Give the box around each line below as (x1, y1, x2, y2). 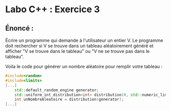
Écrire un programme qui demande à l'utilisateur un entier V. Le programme (5, 37, 163, 43)
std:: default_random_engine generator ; (14, 88, 99, 93)
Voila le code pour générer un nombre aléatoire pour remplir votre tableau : (5, 64, 163, 69)
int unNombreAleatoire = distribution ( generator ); (14, 97, 124, 102)
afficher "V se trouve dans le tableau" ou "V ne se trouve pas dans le (5, 48, 150, 54)
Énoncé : (5, 24, 34, 33)
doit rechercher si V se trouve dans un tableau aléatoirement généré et (5, 43, 154, 49)
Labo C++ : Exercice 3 (5, 4, 100, 15)
